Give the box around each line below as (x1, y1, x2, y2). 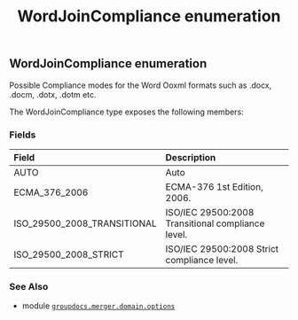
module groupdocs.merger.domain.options (21, 300, 176, 311)
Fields (9, 129, 36, 141)
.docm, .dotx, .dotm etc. (9, 89, 97, 99)
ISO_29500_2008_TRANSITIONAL (13, 217, 157, 230)
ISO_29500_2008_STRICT (13, 248, 124, 261)
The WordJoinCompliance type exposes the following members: (9, 106, 244, 117)
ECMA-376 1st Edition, (165, 180, 263, 192)
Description (165, 151, 216, 163)
